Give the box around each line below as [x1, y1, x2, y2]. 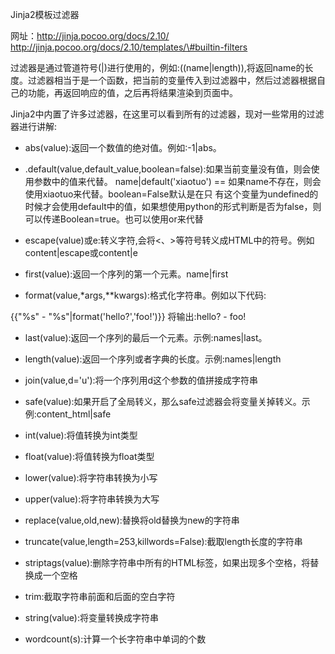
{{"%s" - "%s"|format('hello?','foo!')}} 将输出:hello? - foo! [10, 311, 247, 322]
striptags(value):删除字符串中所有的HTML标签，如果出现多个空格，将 [24, 557, 311, 568]
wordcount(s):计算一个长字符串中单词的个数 [24, 633, 207, 645]
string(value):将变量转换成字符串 [24, 612, 160, 623]
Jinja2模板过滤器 [10, 9, 80, 20]
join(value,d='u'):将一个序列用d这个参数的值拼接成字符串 [24, 374, 259, 386]
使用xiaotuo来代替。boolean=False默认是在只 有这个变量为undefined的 [24, 188, 319, 200]
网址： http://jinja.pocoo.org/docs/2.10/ [10, 30, 170, 42]
